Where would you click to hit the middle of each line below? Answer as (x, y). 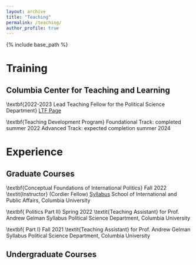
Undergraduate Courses (52, 254)
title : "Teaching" (29, 17)
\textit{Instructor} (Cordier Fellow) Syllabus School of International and (92, 194)
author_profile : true (33, 28)
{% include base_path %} (37, 45)
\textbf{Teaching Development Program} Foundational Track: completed (94, 122)
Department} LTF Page (34, 111)
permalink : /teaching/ (34, 22)
